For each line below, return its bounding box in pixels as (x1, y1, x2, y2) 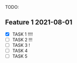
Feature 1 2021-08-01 (5, 18, 73, 26)
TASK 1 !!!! (12, 31, 33, 37)
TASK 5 (12, 53, 28, 59)
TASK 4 (12, 48, 28, 53)
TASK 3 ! (12, 42, 31, 48)
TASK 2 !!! (12, 37, 33, 42)
